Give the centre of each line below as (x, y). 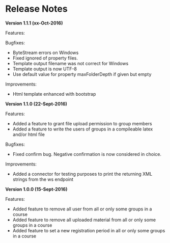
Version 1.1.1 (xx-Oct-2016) (34, 23)
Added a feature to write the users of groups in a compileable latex (83, 129)
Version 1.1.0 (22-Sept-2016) (36, 104)
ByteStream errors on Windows (46, 52)
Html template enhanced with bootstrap (54, 94)
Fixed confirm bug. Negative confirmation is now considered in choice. (87, 154)
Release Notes (36, 9)
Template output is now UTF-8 (45, 69)
